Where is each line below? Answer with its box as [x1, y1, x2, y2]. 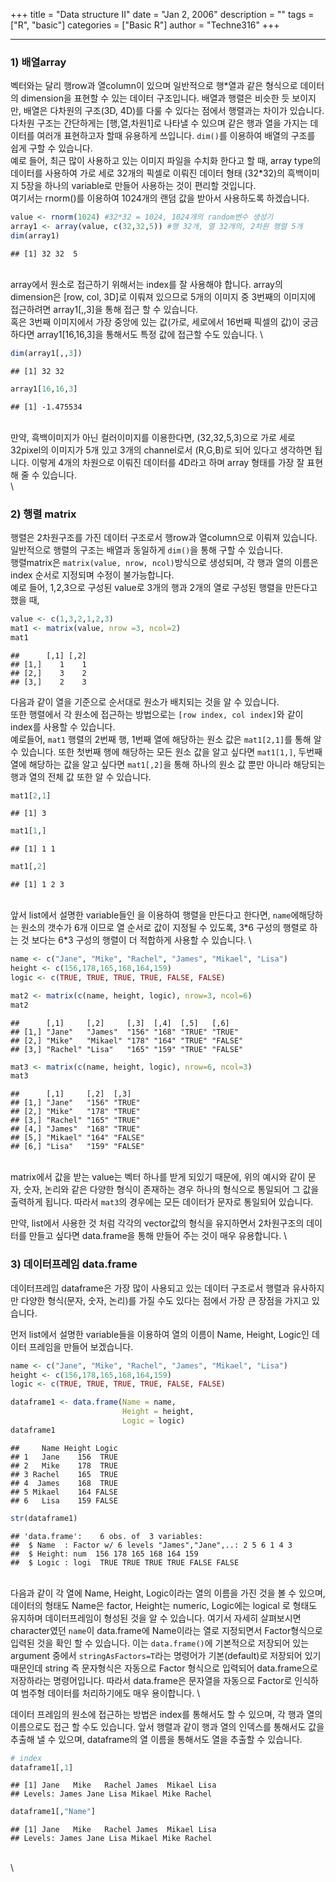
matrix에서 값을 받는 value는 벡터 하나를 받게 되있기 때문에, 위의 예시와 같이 [10, 1171, 306, 1183]
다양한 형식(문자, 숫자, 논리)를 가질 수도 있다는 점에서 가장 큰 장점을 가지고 [20, 1294, 310, 1306]
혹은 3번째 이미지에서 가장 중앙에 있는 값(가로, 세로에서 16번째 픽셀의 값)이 [10, 315, 301, 328]
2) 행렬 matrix [10, 507, 77, 521]
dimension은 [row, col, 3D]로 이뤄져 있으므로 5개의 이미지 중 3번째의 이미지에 [10, 290, 317, 303]
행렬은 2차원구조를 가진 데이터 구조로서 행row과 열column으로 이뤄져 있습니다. [10, 531, 318, 543]
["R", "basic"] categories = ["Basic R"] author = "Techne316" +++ [10, 19, 280, 31]
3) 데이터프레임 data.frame [10, 1257, 138, 1271]
